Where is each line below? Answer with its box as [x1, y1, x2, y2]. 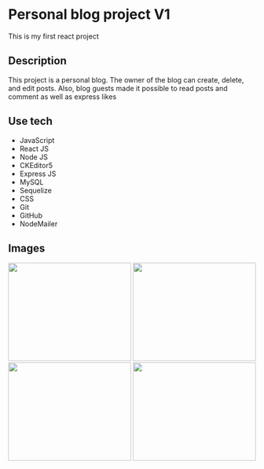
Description [8, 54, 67, 68]
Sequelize [19, 185, 53, 195]
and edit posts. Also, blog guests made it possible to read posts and [8, 83, 228, 93]
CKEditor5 [19, 160, 53, 170]
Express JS [19, 169, 57, 178]
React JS [19, 144, 49, 153]
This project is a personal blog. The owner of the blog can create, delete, [8, 75, 244, 84]
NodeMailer [19, 218, 58, 229]
